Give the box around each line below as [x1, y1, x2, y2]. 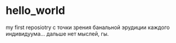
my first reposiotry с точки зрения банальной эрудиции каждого [5, 24, 170, 31]
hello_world [5, 4, 66, 18]
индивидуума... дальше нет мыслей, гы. [5, 30, 109, 37]
